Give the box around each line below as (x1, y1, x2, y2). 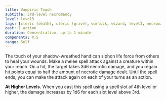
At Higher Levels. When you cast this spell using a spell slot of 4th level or (5, 84, 157, 90)
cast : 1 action (5, 26, 37, 31)
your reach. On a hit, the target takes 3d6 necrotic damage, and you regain (5, 63, 158, 69)
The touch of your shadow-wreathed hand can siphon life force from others (5, 53, 160, 59)
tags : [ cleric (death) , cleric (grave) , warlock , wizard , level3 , (5, 21, 145, 26)
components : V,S (5, 35, 39, 40)
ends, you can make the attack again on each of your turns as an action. (5, 74, 152, 80)
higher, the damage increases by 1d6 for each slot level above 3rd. (5, 89, 141, 95)
